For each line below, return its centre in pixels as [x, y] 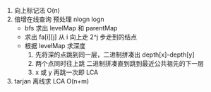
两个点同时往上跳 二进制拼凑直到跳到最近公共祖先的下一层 [120, 63]
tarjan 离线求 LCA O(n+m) [52, 81]
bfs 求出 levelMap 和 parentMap [71, 28]
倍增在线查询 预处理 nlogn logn [59, 19]
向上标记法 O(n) [37, 10]
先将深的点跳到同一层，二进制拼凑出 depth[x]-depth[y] [115, 54]
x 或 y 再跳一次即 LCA [67, 72]
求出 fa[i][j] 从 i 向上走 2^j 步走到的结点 [81, 37]
